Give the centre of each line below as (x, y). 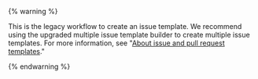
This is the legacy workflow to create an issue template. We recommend (125, 26)
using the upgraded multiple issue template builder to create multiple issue (129, 35)
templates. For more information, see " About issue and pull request (117, 43)
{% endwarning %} (39, 66)
